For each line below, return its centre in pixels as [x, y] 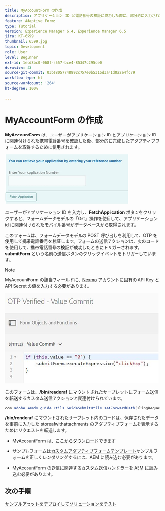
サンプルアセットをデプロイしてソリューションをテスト [61, 504]
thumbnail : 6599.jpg [26, 42]
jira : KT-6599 [20, 36]
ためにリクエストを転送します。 [37, 430]
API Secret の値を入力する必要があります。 [48, 286]
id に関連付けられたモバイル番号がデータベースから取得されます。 [72, 225]
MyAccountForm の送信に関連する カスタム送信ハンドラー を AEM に [81, 468]
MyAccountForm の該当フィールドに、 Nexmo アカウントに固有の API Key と [82, 280]
